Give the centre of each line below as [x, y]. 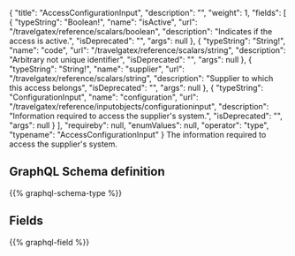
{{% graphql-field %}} [49, 242]
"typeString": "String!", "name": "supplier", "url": [97, 69]
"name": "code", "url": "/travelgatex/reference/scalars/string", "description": [147, 50]
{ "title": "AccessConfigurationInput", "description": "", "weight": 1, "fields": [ [148, 13]
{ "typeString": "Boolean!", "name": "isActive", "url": [103, 22]
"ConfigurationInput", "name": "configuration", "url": [104, 97]
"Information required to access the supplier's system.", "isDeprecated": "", [146, 116]
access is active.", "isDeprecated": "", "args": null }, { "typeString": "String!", [147, 41]
